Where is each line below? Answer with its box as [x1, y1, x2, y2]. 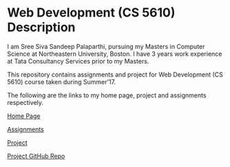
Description [7, 19, 76, 35]
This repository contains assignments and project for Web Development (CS [7, 70, 224, 79]
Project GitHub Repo [7, 152, 65, 160]
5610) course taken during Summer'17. [7, 77, 116, 86]
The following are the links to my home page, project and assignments [7, 91, 207, 99]
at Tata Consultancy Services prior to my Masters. [7, 57, 149, 65]
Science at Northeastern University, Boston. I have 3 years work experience [7, 50, 222, 58]
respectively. [7, 98, 43, 106]
